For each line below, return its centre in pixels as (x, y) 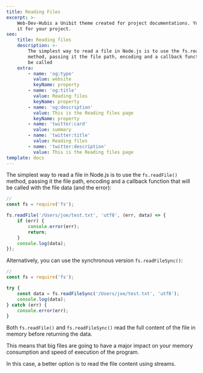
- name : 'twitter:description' (67, 146)
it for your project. (44, 29)
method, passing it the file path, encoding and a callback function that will (98, 181)
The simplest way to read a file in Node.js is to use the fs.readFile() (92, 175)
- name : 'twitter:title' (59, 135)
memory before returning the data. (49, 334)
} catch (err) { (27, 305)
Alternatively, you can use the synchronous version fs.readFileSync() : (95, 261)
